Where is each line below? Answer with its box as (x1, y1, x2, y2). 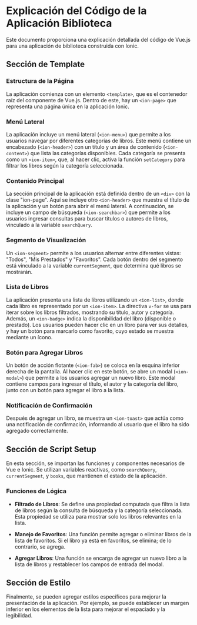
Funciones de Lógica (6, 487, 66, 495)
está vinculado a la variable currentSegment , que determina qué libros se (6, 262, 181, 269)
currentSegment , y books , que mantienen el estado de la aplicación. (6, 472, 168, 480)
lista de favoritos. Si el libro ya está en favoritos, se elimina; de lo (14, 537, 172, 544)
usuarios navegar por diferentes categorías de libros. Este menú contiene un (6, 137, 192, 144)
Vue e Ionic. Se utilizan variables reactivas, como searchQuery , (6, 466, 157, 473)
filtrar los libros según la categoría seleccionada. (6, 162, 124, 169)
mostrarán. (6, 268, 33, 275)
